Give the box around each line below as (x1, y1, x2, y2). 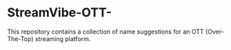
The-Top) (7, 34, 34, 42)
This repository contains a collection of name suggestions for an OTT (7, 27, 205, 36)
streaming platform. (34, 34, 91, 42)
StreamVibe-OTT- (7, 5, 112, 21)
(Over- (205, 27, 224, 36)
